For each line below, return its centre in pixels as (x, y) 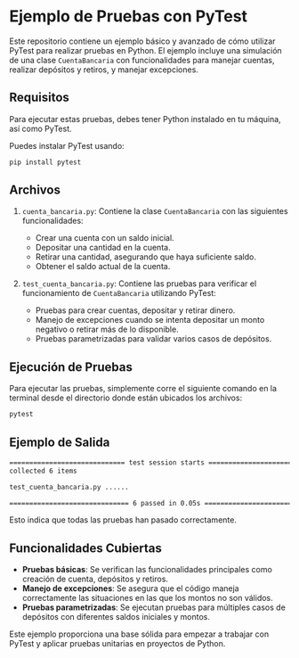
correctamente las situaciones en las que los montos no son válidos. (147, 598)
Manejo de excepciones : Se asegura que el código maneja (130, 588)
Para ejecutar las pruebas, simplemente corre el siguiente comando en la (143, 389)
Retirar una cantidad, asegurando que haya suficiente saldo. (145, 257)
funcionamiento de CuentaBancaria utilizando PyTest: (119, 293)
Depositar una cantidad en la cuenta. (103, 248)
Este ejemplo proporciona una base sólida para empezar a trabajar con (139, 634)
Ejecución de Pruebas (71, 367)
